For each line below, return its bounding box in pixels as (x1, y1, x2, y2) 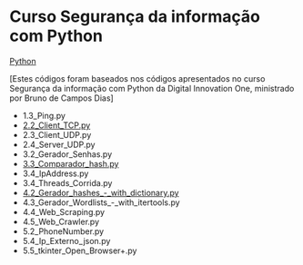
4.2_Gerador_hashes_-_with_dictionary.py (22, 187, 179, 198)
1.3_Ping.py (22, 110, 66, 121)
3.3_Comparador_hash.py (22, 158, 119, 169)
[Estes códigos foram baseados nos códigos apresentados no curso (9, 73, 266, 83)
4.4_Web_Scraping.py (22, 206, 106, 217)
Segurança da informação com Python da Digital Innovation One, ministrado (9, 83, 295, 93)
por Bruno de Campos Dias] (9, 93, 114, 103)
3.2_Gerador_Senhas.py (22, 148, 113, 160)
